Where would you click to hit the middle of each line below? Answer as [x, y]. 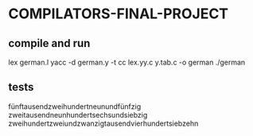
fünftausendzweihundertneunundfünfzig [75, 106]
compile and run [49, 43]
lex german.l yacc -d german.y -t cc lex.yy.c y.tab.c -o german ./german [127, 62]
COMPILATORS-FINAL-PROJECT [119, 14]
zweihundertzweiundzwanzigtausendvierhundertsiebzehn [103, 123]
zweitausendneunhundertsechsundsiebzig [78, 115]
